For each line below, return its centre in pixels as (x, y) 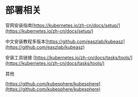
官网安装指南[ (20, 25)
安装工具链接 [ (20, 57)
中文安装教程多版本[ (26, 41)
